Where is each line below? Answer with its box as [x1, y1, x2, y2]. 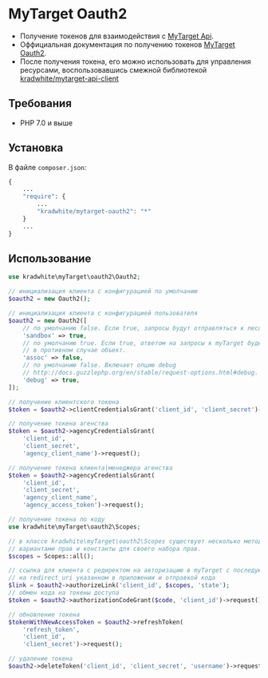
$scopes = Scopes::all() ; [8, 552, 94, 560]
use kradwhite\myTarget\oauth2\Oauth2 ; [8, 273, 141, 281]
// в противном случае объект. [22, 347, 127, 355]
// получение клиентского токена [8, 398, 120, 406]
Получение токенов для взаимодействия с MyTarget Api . [19, 31, 214, 41]
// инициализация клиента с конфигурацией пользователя [8, 309, 198, 317]
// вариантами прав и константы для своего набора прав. [8, 545, 202, 553]
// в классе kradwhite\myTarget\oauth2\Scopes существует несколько [8, 537, 241, 545]
